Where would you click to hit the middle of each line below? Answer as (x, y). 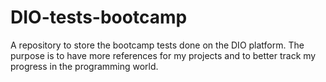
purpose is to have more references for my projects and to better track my (163, 55)
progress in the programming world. (84, 66)
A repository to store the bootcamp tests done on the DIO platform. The (157, 45)
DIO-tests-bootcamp (99, 17)
